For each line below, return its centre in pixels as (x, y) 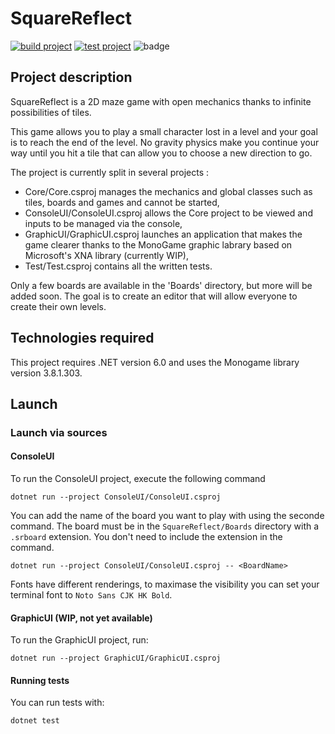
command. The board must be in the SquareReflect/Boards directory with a (165, 526)
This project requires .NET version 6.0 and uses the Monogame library (155, 362)
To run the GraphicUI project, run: (79, 640)
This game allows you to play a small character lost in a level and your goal (164, 131)
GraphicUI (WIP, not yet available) (81, 618)
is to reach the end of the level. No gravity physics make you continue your (165, 142)
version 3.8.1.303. (46, 373)
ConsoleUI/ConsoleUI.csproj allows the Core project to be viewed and (168, 213)
